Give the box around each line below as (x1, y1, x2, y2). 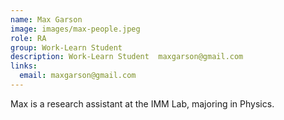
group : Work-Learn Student (10, 42, 123, 53)
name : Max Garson (10, 14, 83, 25)
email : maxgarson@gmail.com (19, 71, 137, 81)
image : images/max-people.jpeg (10, 24, 141, 34)
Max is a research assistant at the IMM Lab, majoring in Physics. (10, 97, 275, 110)
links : (10, 61, 38, 71)
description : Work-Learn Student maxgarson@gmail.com (10, 52, 244, 62)
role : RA (10, 33, 47, 43)
